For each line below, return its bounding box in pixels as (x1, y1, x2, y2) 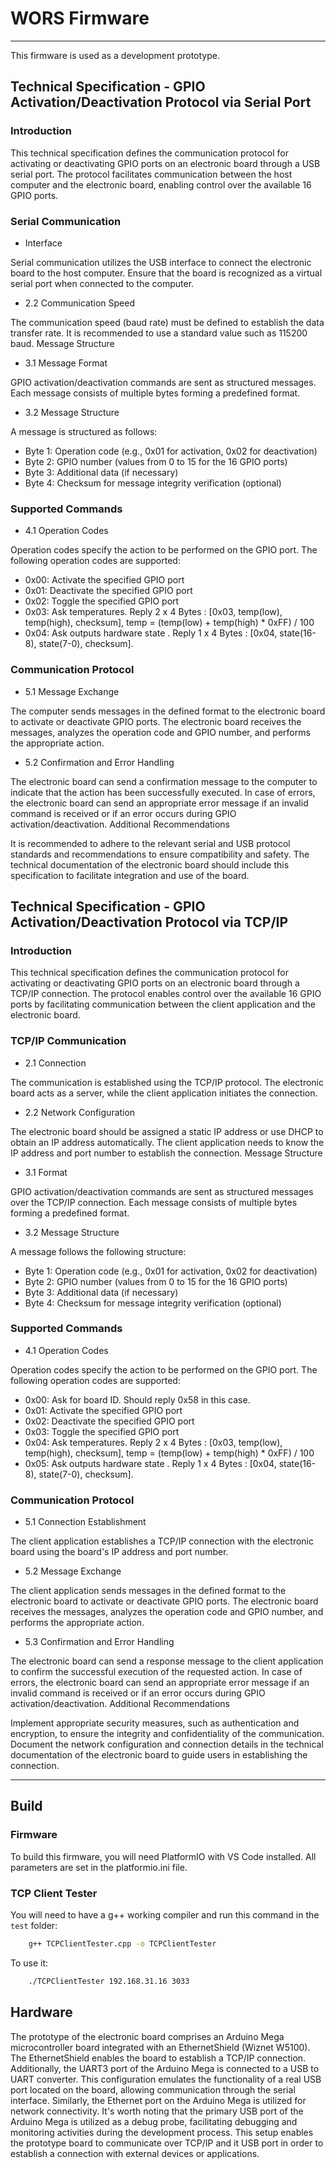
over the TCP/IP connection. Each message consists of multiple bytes (10, 1196, 298, 1208)
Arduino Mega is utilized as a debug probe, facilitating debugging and (10, 2115, 298, 2127)
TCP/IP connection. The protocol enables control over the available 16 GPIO (10, 988, 322, 1000)
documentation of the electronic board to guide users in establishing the (10, 1749, 308, 1761)
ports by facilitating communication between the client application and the (10, 998, 316, 1011)
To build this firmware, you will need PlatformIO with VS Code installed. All (10, 1850, 317, 1862)
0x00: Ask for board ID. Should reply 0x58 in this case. (24, 1393, 251, 1406)
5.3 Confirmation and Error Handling (24, 1636, 175, 1648)
